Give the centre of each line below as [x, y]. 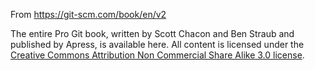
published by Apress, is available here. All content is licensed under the [157, 44]
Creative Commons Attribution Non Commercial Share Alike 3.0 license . [157, 55]
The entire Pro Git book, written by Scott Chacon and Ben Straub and [152, 33]
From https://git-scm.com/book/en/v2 [88, 14]
